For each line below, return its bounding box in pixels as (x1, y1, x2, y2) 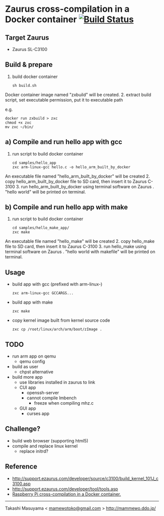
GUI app (19, 406, 37, 412)
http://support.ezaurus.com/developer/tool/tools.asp (12, 486, 118, 491)
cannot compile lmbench (26, 395, 77, 401)
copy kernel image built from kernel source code (12, 317, 110, 323)
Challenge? (5, 425, 41, 433)
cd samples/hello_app (12, 160, 56, 165)
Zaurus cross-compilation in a (5, 3, 130, 15)
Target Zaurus (5, 33, 49, 42)
